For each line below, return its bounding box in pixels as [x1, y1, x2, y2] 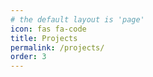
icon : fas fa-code [10, 24, 87, 34]
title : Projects [10, 33, 78, 43]
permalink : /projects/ [10, 42, 105, 53]
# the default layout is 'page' [10, 14, 145, 25]
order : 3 [10, 52, 47, 62]
